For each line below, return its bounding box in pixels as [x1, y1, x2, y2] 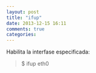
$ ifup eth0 [21, 60, 49, 68]
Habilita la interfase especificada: [6, 48, 90, 55]
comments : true [6, 26, 45, 32]
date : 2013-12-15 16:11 [6, 20, 67, 26]
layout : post [6, 9, 39, 15]
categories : [6, 32, 36, 38]
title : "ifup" [6, 15, 43, 21]
